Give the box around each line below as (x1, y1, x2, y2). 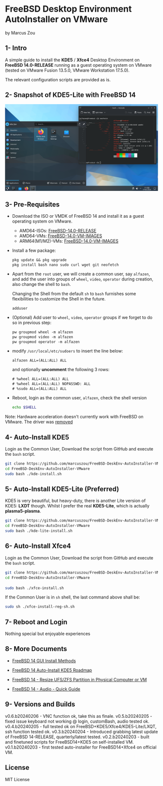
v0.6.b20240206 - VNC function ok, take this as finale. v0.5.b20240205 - (5, 713, 152, 719)
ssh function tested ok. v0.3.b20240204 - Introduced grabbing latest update (5, 729, 158, 734)
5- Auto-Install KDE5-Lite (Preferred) (5, 485, 119, 493)
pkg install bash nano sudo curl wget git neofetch (12, 262, 119, 267)
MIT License (5, 776, 30, 782)
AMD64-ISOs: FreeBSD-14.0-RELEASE (19, 228, 97, 234)
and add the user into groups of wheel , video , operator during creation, (12, 276, 154, 282)
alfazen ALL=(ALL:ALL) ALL (12, 358, 67, 363)
